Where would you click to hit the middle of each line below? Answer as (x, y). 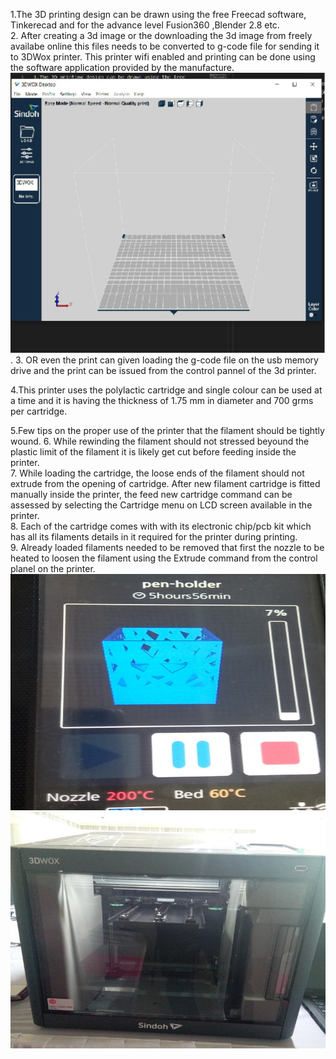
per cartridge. (39, 411)
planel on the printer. (53, 569)
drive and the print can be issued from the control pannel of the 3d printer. (163, 371)
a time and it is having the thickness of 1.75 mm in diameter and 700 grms (162, 401)
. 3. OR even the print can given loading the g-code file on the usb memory (164, 360)
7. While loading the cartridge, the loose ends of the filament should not (157, 473)
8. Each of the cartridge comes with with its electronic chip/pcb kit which (161, 526)
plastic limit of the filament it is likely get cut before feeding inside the (153, 452)
